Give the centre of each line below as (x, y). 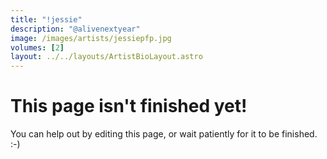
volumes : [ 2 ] (37, 47)
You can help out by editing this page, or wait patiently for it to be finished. (164, 134)
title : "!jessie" (46, 19)
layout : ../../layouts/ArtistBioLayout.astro (106, 57)
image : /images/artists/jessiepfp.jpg (91, 38)
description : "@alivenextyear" (75, 29)
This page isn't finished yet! (129, 106)
